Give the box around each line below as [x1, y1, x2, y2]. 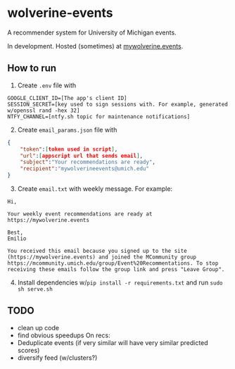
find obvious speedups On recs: [17, 331, 110, 339]
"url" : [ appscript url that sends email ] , [20, 152, 143, 159]
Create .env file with [17, 81, 77, 89]
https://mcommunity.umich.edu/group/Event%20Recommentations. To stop [7, 260, 219, 267]
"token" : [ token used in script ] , [20, 146, 118, 153]
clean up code [17, 323, 60, 332]
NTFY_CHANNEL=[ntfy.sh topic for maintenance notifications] [7, 113, 191, 120]
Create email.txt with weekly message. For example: [17, 184, 173, 193]
